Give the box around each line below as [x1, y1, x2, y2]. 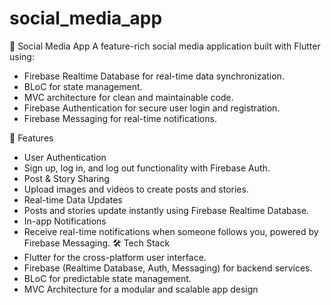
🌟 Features [9, 132, 54, 144]
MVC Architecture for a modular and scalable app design [23, 283, 259, 295]
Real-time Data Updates [23, 193, 123, 206]
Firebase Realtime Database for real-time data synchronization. [23, 70, 285, 82]
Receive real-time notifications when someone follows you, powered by [23, 225, 319, 237]
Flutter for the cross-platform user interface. [23, 251, 207, 263]
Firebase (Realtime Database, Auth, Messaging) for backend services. [23, 262, 313, 274]
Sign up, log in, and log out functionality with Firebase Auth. [23, 162, 271, 174]
